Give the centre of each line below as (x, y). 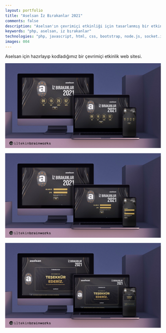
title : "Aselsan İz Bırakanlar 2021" (44, 16)
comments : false (22, 21)
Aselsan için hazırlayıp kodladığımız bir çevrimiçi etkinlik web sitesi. (74, 56)
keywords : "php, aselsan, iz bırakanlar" (48, 31)
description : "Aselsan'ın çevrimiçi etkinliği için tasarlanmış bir (77, 26)
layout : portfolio (24, 10)
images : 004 (17, 42)
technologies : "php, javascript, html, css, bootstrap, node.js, (74, 37)
